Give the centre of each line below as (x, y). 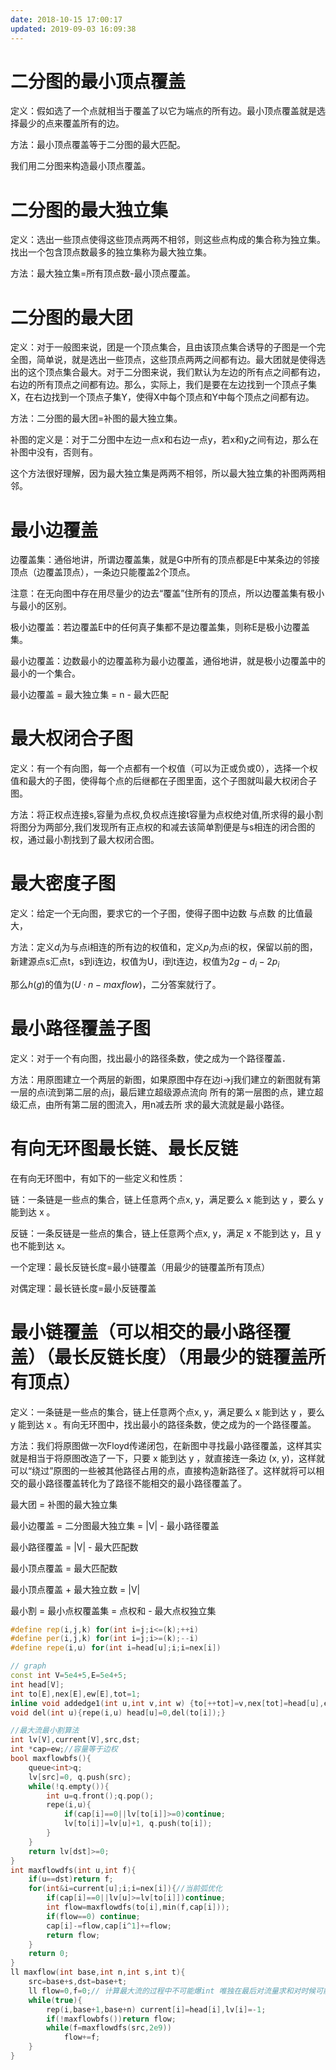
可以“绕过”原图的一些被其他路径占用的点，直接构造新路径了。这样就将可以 (163, 1470)
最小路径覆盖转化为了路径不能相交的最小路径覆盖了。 (137, 1483)
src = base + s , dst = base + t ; (78, 1982)
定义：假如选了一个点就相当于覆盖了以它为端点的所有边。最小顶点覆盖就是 (163, 111)
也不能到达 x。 (40, 1245)
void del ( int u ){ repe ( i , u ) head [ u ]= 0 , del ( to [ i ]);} (118, 1712)
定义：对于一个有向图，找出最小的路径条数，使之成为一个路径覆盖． (150, 1058)
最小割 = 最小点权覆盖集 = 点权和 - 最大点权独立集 (113, 1610)
